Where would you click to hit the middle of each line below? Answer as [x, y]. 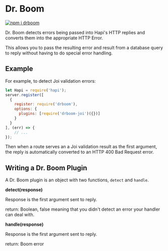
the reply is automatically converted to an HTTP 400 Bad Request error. [80, 152]
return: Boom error [25, 244]
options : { [26, 109]
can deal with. [20, 215]
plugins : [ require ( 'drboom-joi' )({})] [59, 114]
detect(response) [24, 190]
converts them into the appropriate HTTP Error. [54, 38]
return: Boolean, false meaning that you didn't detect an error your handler [83, 209]
